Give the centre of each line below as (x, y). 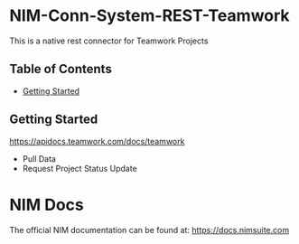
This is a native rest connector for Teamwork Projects (109, 41)
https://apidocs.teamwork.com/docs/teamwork (97, 141)
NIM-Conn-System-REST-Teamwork (150, 16)
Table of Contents (61, 69)
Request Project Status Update (79, 168)
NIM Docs (47, 205)
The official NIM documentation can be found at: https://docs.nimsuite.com (149, 230)
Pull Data (39, 158)
